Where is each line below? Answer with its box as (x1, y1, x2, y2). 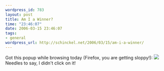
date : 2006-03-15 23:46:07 (5, 26, 62, 31)
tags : (5, 31, 17, 36)
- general (5, 36, 26, 41)
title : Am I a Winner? (5, 17, 53, 22)
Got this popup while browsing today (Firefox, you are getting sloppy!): (5, 54, 153, 60)
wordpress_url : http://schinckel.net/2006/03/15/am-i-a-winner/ (5, 40, 144, 45)
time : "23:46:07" (5, 21, 42, 27)
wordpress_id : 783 (5, 7, 44, 13)
